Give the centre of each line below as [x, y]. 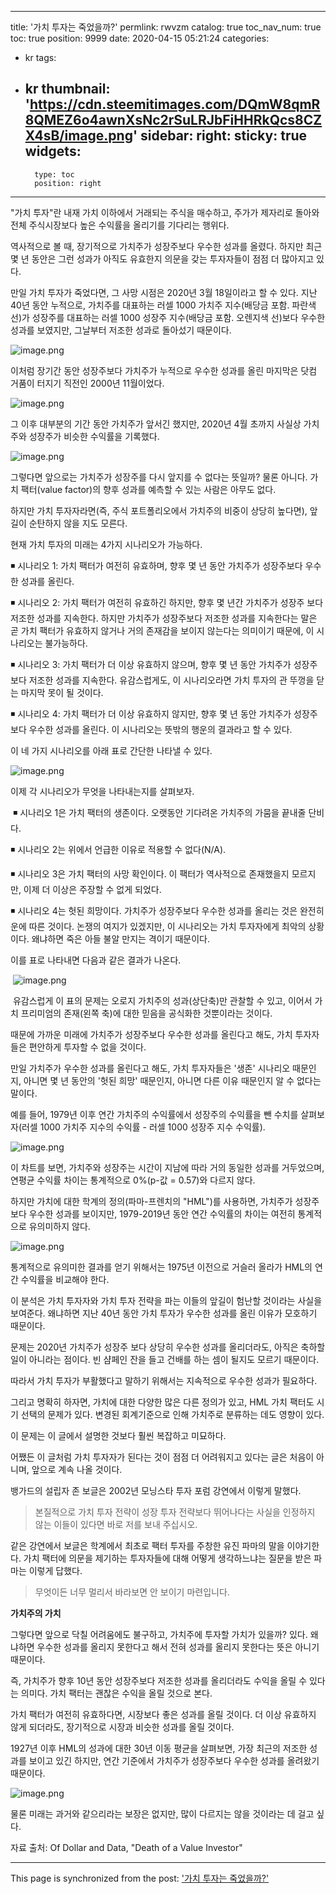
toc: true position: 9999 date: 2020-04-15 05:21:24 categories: [140, 38]
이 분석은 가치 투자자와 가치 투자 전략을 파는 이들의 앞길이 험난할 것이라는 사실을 [166, 1300]
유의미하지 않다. [59, 1226]
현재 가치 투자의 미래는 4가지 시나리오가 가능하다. [106, 544]
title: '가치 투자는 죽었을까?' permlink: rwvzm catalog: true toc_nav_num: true [166, 27]
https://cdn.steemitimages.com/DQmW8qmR [175, 104]
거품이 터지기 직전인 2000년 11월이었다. [87, 383]
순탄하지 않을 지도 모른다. [78, 523]
